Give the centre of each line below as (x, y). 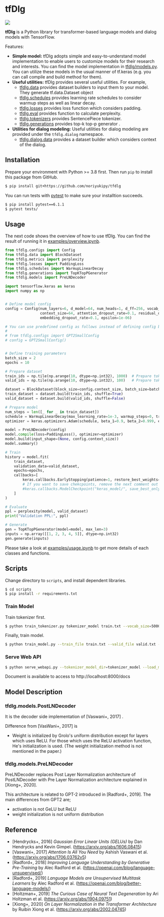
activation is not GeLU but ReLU (44, 809)
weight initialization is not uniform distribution (58, 815)
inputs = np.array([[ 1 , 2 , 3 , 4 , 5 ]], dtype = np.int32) (62, 534)
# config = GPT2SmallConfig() (36, 340)
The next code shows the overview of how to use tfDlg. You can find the (78, 236)
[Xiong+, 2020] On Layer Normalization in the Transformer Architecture (84, 904)
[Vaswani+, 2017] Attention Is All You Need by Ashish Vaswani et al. (80, 852)
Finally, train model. (25, 636)
